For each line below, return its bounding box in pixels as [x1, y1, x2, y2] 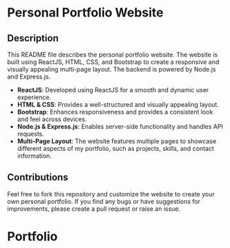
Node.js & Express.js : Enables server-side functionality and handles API [17, 123, 223, 130]
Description [7, 32, 59, 44]
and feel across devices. [17, 115, 88, 123]
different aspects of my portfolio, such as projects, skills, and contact [17, 145, 214, 152]
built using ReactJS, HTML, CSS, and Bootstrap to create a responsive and [7, 58, 220, 66]
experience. [17, 93, 52, 101]
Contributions [7, 172, 68, 183]
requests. [17, 130, 45, 138]
